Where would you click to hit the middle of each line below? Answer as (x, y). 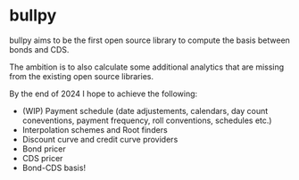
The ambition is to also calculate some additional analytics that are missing (147, 67)
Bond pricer (44, 149)
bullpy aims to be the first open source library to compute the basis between (149, 40)
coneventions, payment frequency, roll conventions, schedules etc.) (147, 120)
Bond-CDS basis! (54, 168)
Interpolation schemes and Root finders (95, 129)
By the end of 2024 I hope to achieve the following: (104, 94)
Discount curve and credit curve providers (100, 139)
